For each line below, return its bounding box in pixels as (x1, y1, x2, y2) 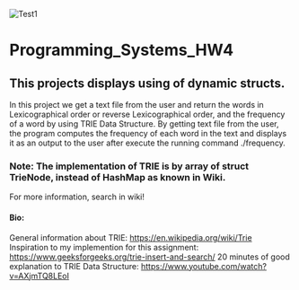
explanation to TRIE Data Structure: (9, 260, 139, 271)
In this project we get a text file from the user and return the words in (9, 100, 265, 110)
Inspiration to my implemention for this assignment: (9, 242, 199, 252)
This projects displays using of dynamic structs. (9, 75, 286, 91)
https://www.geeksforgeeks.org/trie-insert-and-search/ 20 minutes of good (9, 251, 290, 262)
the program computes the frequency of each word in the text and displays (9, 128, 287, 138)
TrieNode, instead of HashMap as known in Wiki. (9, 171, 226, 183)
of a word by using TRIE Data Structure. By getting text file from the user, (9, 119, 280, 129)
